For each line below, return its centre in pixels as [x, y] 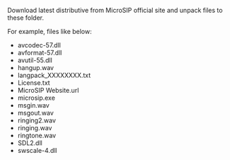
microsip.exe [36, 98]
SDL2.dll [30, 143]
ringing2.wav [37, 120]
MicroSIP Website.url [48, 90]
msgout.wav [36, 113]
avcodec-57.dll [39, 45]
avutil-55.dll [35, 60]
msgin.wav [33, 105]
